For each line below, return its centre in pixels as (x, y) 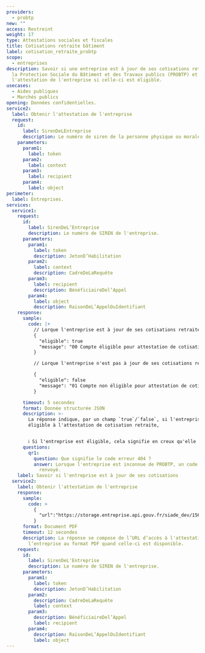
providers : (20, 12)
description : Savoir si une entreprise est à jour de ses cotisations (98, 69)
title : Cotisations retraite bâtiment (56, 46)
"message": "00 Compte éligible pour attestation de (107, 347)
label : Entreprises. (38, 199)
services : (19, 205)
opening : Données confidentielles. (52, 103)
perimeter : (20, 193)
